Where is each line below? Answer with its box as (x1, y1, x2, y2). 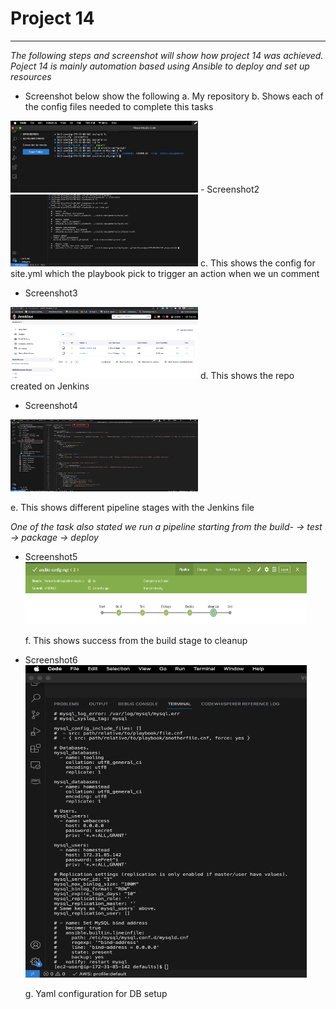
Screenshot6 (24, 653, 78, 666)
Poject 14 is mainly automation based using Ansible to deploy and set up (10, 60, 310, 72)
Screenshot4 (24, 399, 78, 411)
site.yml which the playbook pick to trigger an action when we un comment (10, 267, 320, 279)
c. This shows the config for (199, 257, 316, 269)
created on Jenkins (10, 380, 90, 392)
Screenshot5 (24, 550, 78, 562)
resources (10, 70, 52, 82)
